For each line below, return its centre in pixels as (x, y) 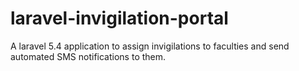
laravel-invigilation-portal (119, 18)
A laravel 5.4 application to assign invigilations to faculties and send (150, 46)
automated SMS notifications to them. (88, 56)
